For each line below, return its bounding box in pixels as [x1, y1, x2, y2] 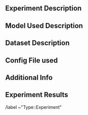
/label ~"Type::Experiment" [5, 104, 62, 110]
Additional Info [5, 73, 53, 82]
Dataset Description [5, 39, 70, 47]
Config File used [5, 56, 58, 65]
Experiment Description [5, 4, 82, 13]
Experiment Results [5, 91, 68, 99]
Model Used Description [5, 21, 83, 30]
